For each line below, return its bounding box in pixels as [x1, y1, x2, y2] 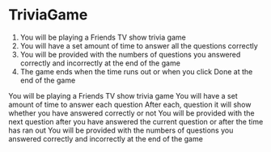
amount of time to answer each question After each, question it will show [8, 99, 252, 109]
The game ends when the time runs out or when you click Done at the [19, 66, 253, 76]
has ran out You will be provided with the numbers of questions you [8, 125, 234, 135]
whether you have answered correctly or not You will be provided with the [8, 108, 255, 118]
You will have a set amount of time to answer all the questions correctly [19, 40, 259, 50]
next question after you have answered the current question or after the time [8, 116, 264, 126]
